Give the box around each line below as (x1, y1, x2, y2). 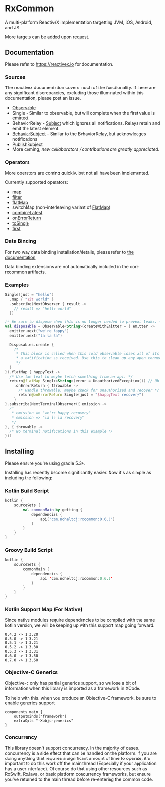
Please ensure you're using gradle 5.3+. (5, 460, 86, 466)
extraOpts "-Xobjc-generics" (14, 718, 74, 723)
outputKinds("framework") (14, 714, 67, 719)
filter (12, 194, 22, 200)
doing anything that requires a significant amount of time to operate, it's (5, 756, 151, 761)
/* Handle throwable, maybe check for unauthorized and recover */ (18, 388, 160, 393)
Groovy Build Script (5, 547, 53, 554)
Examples (5, 281, 29, 288)
